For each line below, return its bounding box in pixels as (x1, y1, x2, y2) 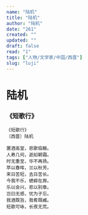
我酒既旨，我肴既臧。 (6, 197, 52, 203)
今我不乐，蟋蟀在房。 (6, 178, 52, 184)
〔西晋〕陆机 (6, 133, 34, 139)
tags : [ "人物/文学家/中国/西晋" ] (6, 54, 83, 60)
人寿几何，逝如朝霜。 (6, 151, 52, 158)
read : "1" (6, 49, 32, 55)
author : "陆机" (6, 20, 43, 26)
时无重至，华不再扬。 (6, 158, 52, 164)
